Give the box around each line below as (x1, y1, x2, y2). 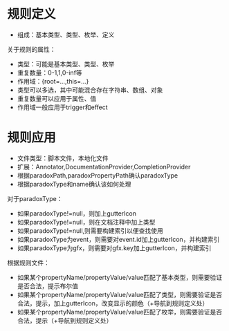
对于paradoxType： (7, 194, 63, 202)
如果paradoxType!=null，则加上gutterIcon (17, 209, 137, 218)
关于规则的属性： (7, 45, 56, 53)
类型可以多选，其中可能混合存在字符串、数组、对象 (17, 86, 163, 94)
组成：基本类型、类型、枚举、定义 (17, 30, 115, 39)
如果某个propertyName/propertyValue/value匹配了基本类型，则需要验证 (17, 273, 223, 281)
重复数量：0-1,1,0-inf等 (17, 68, 83, 77)
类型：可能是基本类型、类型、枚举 (17, 59, 115, 68)
